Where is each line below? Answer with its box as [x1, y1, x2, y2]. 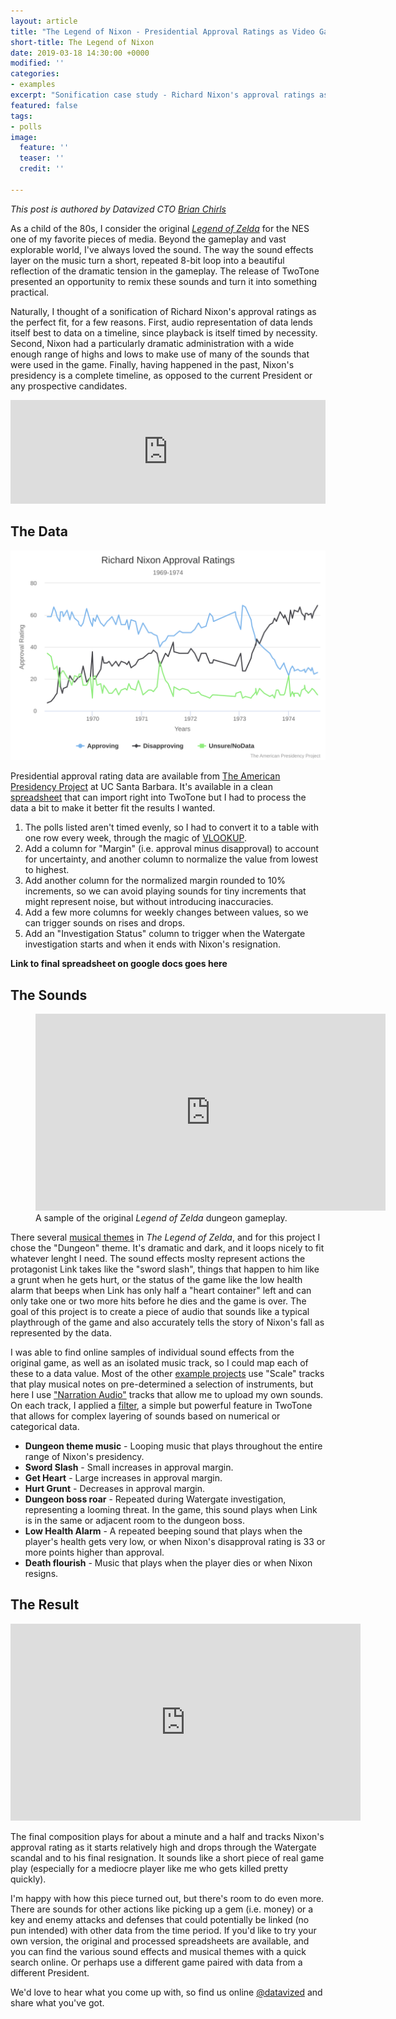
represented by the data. [10, 1327, 112, 1339]
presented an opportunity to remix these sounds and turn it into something [10, 275, 318, 287]
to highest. [24, 864, 70, 876]
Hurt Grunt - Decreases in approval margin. [24, 1483, 206, 1495]
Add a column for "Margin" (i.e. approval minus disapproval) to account [24, 843, 320, 855]
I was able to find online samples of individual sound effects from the [10, 1346, 295, 1359]
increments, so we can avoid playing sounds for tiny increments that [24, 885, 307, 897]
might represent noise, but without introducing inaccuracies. [24, 896, 274, 908]
